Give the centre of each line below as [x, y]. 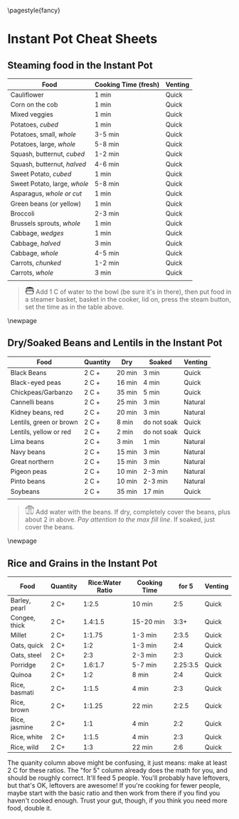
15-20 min [148, 621]
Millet [18, 635]
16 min [127, 382]
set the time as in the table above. [74, 307]
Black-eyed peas [36, 382]
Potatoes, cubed [34, 125]
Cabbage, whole [34, 253]
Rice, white [26, 737]
